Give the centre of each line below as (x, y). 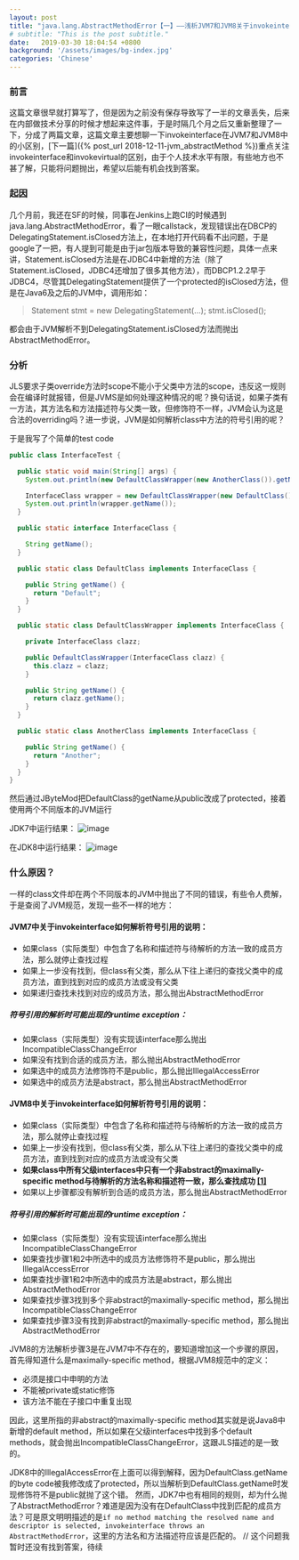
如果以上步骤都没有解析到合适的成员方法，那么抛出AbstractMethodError (154, 1192)
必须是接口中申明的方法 (65, 1378)
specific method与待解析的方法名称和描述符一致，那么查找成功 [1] (144, 1181)
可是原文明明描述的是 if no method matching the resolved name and (149, 1516)
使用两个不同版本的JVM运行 (61, 810)
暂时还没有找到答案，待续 (56, 1547)
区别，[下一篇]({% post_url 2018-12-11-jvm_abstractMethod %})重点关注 (157, 146)
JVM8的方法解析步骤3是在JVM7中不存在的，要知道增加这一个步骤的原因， (146, 1348)
